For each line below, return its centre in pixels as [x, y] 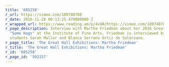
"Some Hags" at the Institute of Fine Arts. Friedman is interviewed [84, 33]
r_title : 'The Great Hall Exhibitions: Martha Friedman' [66, 47]
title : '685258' [22, 10]
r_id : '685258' [21, 52]
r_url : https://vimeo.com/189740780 [44, 15]
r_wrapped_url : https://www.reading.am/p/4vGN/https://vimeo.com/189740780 [86, 24]
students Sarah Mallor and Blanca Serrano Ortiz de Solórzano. [77, 38]
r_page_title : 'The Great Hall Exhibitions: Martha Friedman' [72, 43]
